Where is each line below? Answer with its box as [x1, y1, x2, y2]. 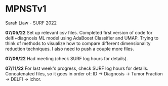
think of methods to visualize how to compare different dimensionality [5, 40, 151, 46]
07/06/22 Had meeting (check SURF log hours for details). [5, 55, 128, 61]
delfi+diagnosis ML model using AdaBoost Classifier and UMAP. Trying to [5, 35, 159, 41]
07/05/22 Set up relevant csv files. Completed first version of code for [5, 29, 153, 35]
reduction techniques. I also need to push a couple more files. [5, 46, 134, 52]
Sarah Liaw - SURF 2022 [5, 20, 57, 26]
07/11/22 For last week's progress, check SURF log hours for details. [5, 65, 148, 71]
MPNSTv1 [5, 3, 47, 15]
